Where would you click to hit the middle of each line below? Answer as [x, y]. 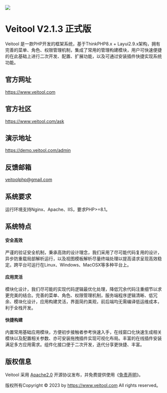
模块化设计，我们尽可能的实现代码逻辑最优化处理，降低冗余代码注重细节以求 [83, 289]
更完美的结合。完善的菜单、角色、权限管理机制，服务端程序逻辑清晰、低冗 [81, 295]
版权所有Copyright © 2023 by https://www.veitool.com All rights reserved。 [83, 385]
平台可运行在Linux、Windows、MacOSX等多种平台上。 [75, 264]
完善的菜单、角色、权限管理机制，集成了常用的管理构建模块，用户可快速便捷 [83, 50]
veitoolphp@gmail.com [29, 180]
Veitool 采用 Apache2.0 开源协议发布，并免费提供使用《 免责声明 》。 [74, 375]
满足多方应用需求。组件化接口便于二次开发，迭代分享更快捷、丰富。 [75, 344]
